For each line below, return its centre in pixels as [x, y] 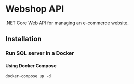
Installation [23, 39]
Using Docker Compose [31, 65]
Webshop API [35, 9]
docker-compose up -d [28, 76]
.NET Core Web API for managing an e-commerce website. [67, 23]
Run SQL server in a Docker [40, 53]
